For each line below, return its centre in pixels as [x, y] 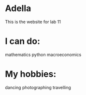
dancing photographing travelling [38, 87]
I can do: [22, 41]
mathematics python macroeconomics [43, 54]
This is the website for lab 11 [33, 22]
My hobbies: [31, 74]
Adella [18, 8]
